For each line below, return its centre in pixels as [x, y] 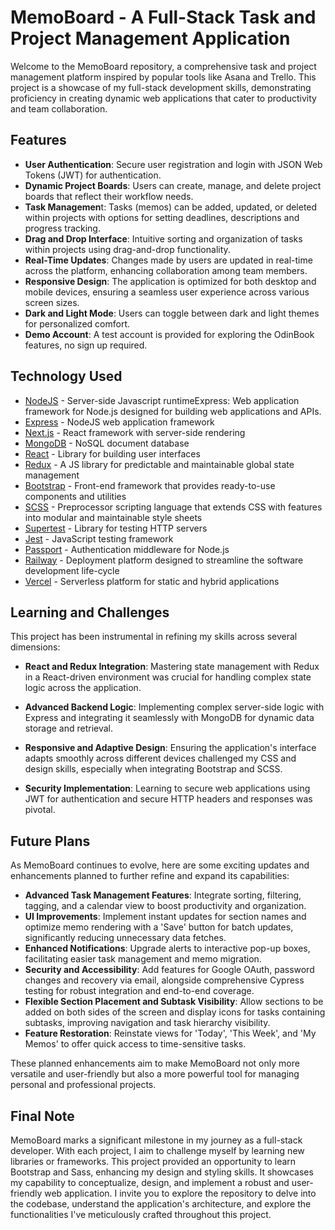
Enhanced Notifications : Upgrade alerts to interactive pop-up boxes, [167, 948]
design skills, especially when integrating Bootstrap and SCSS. [153, 769]
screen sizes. [52, 302]
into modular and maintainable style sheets [113, 517]
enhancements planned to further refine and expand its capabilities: [150, 876]
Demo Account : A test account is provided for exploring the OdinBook [169, 334]
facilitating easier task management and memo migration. [143, 959]
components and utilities [75, 496]
